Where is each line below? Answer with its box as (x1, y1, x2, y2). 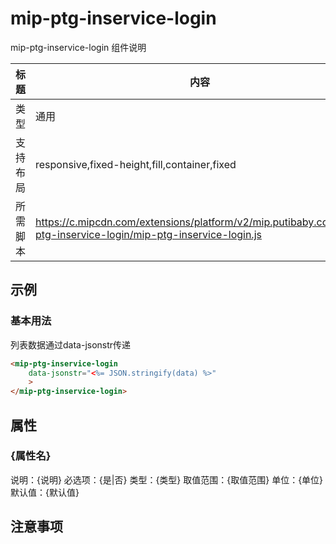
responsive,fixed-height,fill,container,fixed (35, 157, 237, 171)
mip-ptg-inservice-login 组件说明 (10, 41, 147, 53)
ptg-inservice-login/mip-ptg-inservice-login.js (35, 227, 262, 241)
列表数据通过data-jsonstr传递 (10, 338, 132, 351)
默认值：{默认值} (10, 486, 80, 498)
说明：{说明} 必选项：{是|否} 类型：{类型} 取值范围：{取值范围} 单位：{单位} (10, 473, 324, 486)
